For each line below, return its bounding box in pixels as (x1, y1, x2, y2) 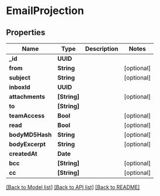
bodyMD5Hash (9, 130, 52, 139)
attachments (9, 92, 46, 101)
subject (9, 74, 31, 81)
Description (85, 45, 119, 53)
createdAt (9, 150, 38, 157)
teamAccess (9, 112, 45, 119)
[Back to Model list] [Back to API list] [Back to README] (6, 184, 140, 191)
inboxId (9, 83, 30, 91)
